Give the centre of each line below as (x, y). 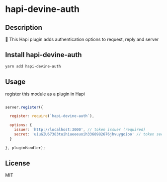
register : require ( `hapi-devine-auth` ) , (52, 116)
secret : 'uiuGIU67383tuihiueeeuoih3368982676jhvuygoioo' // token (84, 134)
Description (24, 28)
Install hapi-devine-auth (43, 55)
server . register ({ (24, 107)
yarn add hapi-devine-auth (33, 66)
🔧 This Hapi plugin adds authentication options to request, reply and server (82, 39)
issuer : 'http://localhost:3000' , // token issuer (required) (80, 130)
